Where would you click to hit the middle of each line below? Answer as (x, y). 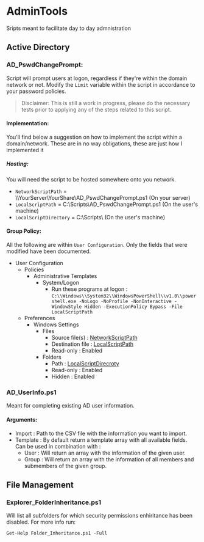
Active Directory (38, 47)
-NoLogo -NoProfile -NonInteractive (125, 301)
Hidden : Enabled (73, 376)
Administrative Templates (65, 276)
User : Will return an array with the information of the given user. (105, 453)
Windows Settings (56, 324)
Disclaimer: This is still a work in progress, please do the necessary (106, 103)
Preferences (40, 318)
